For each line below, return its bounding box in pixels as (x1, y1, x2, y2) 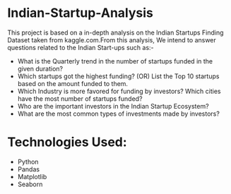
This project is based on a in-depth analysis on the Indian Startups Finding (7, 28, 224, 37)
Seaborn (17, 180, 43, 188)
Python (17, 157, 39, 166)
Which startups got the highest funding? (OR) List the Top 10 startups (17, 72, 220, 80)
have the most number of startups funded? (17, 94, 143, 103)
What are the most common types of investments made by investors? (17, 109, 220, 118)
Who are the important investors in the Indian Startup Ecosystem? (17, 102, 210, 110)
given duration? (17, 64, 64, 73)
